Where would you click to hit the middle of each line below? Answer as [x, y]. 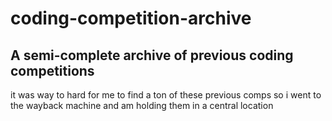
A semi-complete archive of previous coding [152, 55]
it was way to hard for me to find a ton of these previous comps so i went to [166, 95]
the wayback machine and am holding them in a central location [142, 105]
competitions [52, 70]
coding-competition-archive [131, 18]
